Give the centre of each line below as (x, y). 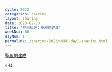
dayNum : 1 (15, 37)
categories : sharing (26, 14)
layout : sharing (21, 18)
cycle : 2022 (17, 9)
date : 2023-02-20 (23, 23)
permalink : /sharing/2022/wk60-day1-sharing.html (56, 41)
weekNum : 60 (17, 32)
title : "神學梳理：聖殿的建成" (33, 28)
